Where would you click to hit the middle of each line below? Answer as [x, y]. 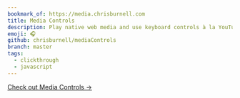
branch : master [30, 47]
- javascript [33, 67]
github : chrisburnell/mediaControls [62, 40]
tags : [15, 54]
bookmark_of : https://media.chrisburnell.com [76, 14]
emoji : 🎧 [22, 34]
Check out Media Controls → [50, 87]
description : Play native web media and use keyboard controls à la [111, 27]
